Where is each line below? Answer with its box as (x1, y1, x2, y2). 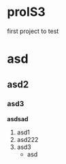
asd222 (16, 135, 39, 143)
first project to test (7, 27, 59, 35)
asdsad (7, 114, 29, 123)
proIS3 (7, 4, 46, 20)
